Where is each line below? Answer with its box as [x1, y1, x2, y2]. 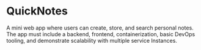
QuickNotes [6, 4, 68, 18]
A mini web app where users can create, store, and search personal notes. [6, 24, 194, 31]
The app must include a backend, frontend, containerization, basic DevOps [6, 30, 196, 37]
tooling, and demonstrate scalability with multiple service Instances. [6, 37, 177, 44]
